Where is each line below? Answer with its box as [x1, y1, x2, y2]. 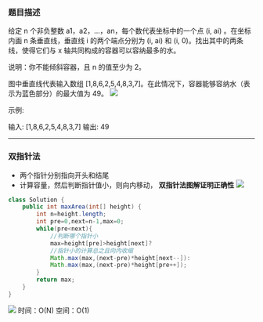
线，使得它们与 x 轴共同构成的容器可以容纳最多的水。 [8, 45, 181, 56]
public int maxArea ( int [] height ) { [22, 203, 142, 211]
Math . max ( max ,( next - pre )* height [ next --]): [49, 254, 191, 262]
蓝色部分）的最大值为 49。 [21, 89, 108, 99]
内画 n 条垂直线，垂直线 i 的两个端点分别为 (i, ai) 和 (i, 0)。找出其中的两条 [8, 36, 244, 45]
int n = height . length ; [36, 210, 107, 219]
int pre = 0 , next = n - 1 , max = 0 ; [36, 218, 124, 226]
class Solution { [8, 196, 65, 204]
